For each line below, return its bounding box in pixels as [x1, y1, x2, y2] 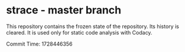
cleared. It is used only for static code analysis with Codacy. [6, 29, 152, 36]
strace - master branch [6, 4, 122, 17]
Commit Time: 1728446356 [6, 40, 73, 47]
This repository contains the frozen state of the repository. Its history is [6, 23, 179, 30]
